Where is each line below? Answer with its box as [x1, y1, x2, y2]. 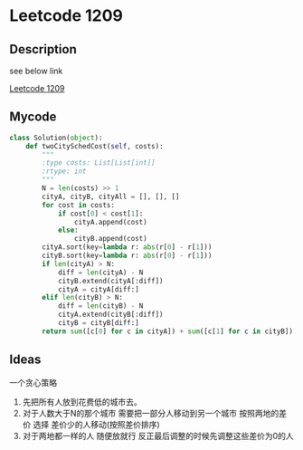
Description [9, 42, 77, 57]
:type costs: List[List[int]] [42, 158, 156, 168]
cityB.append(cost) [73, 235, 147, 244]
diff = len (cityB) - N [57, 302, 144, 311]
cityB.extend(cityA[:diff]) [57, 276, 165, 285]
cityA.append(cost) [73, 217, 147, 226]
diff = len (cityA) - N [57, 268, 144, 277]
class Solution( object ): [9, 133, 103, 142]
